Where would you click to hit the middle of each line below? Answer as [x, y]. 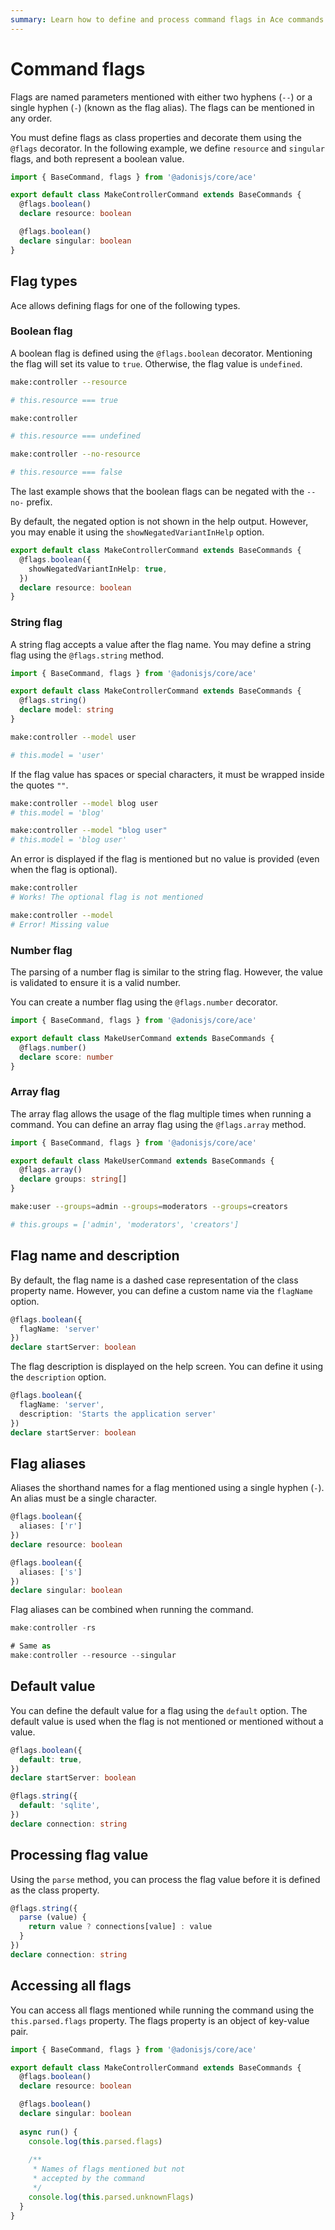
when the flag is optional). [64, 870]
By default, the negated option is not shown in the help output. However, [159, 522]
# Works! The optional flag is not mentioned [106, 897]
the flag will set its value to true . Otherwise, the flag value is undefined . [156, 363]
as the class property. [55, 1890]
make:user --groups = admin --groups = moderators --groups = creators [149, 1207]
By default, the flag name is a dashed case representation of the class [154, 1280]
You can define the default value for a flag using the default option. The [159, 1710]
